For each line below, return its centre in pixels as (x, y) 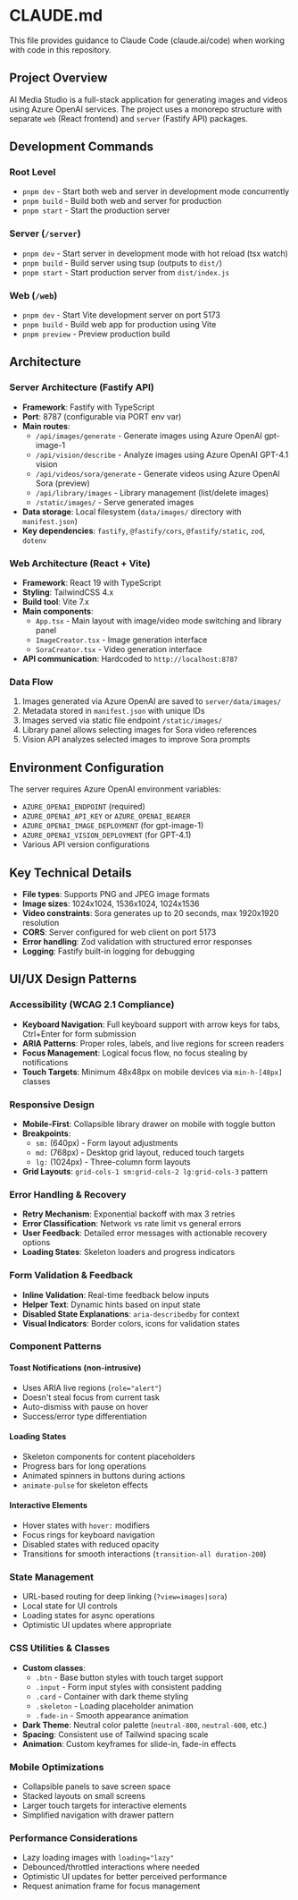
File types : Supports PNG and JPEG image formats (116, 894)
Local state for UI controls (70, 1606)
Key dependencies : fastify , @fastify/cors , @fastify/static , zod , (144, 530)
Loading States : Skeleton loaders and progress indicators (128, 1252)
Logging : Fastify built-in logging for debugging (108, 951)
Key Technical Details (70, 873)
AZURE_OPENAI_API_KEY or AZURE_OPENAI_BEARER (106, 816)
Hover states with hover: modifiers (86, 1525)
